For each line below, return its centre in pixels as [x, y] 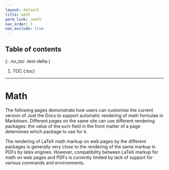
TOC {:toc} [24, 71]
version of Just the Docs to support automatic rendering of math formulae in [84, 115]
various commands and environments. [45, 162]
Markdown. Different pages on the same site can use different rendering [80, 121]
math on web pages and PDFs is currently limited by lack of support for [79, 157]
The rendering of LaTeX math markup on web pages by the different [76, 141]
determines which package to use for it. [47, 131]
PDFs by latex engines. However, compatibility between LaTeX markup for [82, 152]
